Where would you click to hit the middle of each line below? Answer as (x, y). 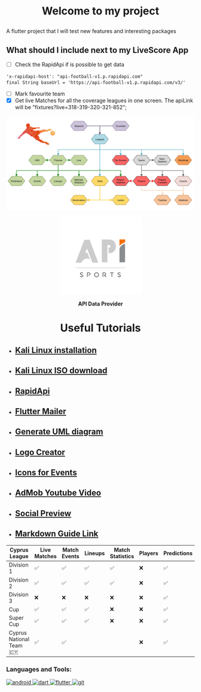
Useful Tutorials (100, 328)
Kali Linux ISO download (61, 371)
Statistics (122, 556)
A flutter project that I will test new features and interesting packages (91, 31)
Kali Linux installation (56, 350)
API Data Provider (100, 304)
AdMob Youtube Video (58, 493)
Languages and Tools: (39, 669)
